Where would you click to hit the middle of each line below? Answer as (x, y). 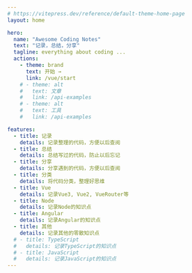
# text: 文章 (41, 91)
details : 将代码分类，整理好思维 (62, 181)
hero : (15, 33)
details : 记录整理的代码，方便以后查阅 (70, 142)
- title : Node (34, 201)
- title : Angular (39, 214)
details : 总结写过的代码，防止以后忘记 (70, 155)
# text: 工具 (41, 111)
